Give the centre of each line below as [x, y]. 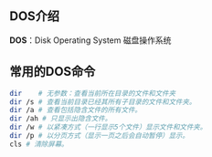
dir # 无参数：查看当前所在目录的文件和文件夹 [93, 93]
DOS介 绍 [35, 16]
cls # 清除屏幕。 [39, 144]
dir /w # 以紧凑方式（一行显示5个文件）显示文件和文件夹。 [108, 127]
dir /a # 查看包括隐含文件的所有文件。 [75, 110]
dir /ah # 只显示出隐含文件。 [61, 119]
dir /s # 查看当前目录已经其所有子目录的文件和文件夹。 [103, 102]
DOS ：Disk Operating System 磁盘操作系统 [90, 40]
